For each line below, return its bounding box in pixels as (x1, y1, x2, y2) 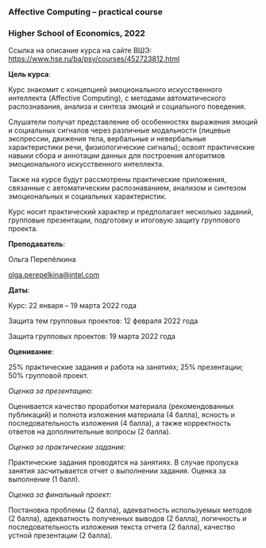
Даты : (8, 285, 30, 295)
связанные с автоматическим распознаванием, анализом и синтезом (8, 183, 247, 193)
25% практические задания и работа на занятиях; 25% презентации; (8, 362, 244, 372)
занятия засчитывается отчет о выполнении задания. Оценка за (8, 466, 226, 476)
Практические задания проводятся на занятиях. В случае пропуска (8, 457, 239, 467)
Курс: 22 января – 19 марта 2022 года (8, 301, 137, 311)
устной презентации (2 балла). (8, 531, 113, 540)
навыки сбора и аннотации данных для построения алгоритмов (8, 151, 226, 160)
